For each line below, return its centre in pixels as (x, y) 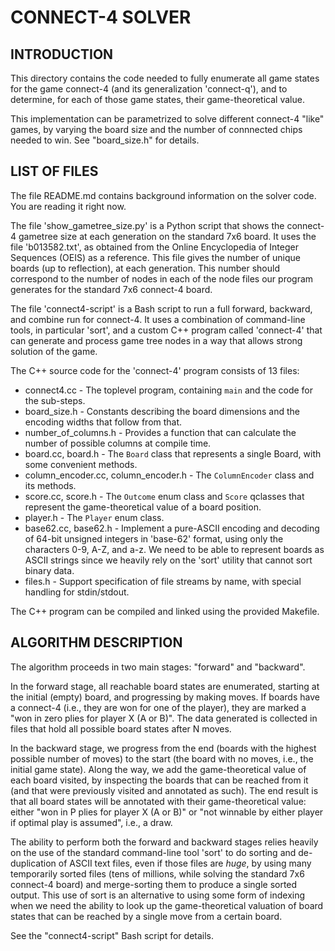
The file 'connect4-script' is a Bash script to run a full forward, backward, (161, 308)
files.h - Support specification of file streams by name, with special (163, 581)
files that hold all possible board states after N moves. (121, 728)
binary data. (49, 570)
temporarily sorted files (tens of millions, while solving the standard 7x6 (157, 873)
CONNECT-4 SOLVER (101, 17)
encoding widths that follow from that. (103, 422)
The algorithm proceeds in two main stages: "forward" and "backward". (158, 667)
